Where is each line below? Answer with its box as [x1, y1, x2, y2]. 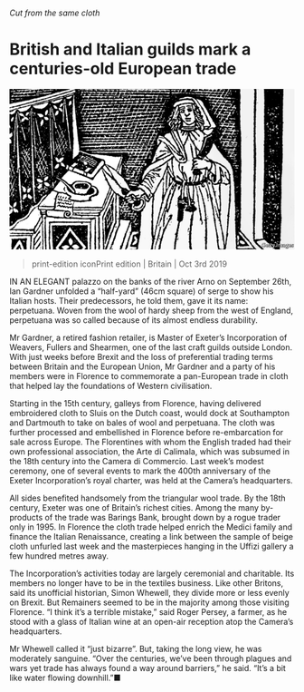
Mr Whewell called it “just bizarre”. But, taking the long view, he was [9, 644, 262, 655]
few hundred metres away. [9, 551, 109, 561]
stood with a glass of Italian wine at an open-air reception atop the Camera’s [9, 617, 294, 628]
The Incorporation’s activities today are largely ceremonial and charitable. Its [9, 568, 295, 580]
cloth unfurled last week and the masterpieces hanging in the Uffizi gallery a [9, 541, 294, 552]
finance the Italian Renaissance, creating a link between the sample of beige [9, 531, 294, 542]
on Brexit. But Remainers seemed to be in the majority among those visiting [9, 597, 290, 608]
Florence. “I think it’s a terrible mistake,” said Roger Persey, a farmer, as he [9, 607, 288, 618]
